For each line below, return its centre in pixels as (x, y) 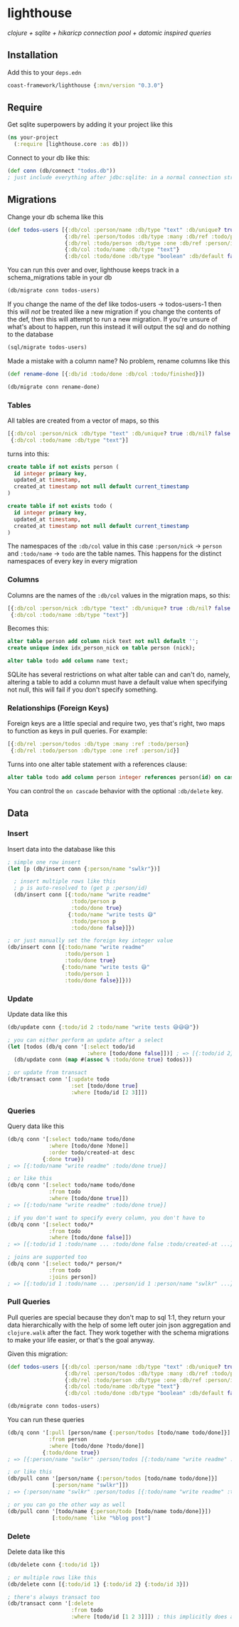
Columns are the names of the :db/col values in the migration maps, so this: (119, 595)
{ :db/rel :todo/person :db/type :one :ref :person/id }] (95, 751)
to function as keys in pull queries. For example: (78, 731)
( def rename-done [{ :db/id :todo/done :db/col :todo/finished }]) (106, 374)
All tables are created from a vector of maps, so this (83, 420)
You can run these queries (46, 1420)
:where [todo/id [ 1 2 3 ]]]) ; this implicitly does (149, 1617)
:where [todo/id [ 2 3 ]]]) (109, 1092)
